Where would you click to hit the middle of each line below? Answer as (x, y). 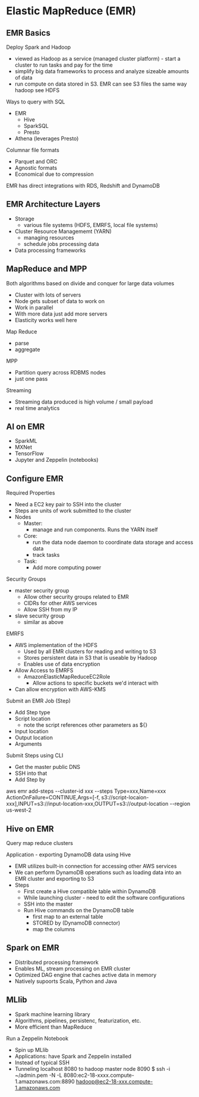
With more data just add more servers (61, 314)
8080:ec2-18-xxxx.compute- (99, 1075)
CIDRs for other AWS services (60, 603)
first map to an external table (68, 917)
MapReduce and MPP (47, 269)
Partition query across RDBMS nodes (60, 372)
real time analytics (37, 408)
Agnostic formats (36, 168)
